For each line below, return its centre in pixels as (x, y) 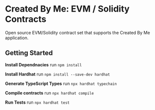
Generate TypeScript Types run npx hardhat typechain (61, 83)
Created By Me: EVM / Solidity (68, 9)
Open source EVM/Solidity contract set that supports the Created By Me (77, 32)
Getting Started (29, 53)
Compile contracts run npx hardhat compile (49, 93)
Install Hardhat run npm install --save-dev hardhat (58, 74)
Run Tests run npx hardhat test (37, 102)
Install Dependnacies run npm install (43, 64)
